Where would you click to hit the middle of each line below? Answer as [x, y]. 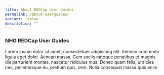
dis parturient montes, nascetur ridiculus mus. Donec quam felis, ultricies [80, 62]
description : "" [22, 23]
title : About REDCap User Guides [40, 10]
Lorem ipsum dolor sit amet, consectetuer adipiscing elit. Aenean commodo [82, 51]
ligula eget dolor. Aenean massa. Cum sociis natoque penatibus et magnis [80, 57]
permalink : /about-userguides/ [37, 14]
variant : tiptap [22, 19]
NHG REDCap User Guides [37, 41]
